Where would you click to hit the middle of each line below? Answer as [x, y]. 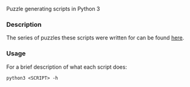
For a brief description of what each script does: [67, 67]
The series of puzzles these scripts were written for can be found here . [95, 38]
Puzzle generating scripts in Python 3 [53, 9]
